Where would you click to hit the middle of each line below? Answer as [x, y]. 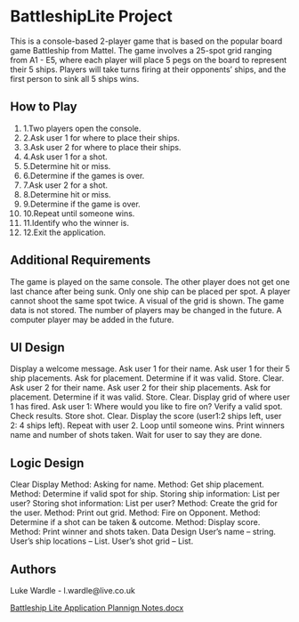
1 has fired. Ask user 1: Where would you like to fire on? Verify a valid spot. [146, 407]
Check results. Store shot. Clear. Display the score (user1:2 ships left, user [146, 416]
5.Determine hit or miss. [67, 166]
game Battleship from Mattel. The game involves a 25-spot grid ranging [141, 50]
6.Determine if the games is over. [84, 175]
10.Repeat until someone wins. [79, 213]
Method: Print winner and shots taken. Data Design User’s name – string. [143, 532]
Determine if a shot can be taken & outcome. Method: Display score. [135, 522]
